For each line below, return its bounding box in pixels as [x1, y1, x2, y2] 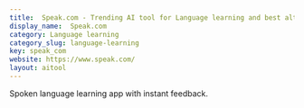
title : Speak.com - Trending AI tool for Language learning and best [9, 13, 281, 22]
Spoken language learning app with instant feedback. [9, 87, 209, 99]
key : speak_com [9, 47, 67, 56]
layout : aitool [9, 64, 67, 73]
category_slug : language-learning [9, 38, 140, 48]
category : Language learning [9, 30, 119, 39]
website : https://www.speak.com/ [9, 55, 136, 64]
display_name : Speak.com [9, 22, 107, 31]
